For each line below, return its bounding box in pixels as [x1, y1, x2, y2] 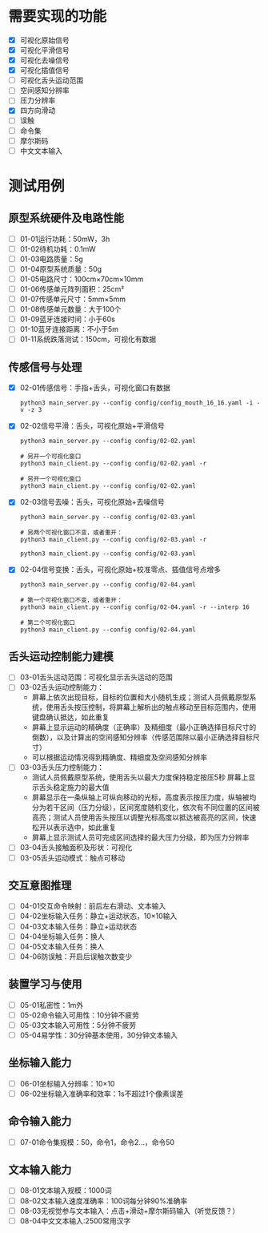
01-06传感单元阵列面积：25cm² [19, 284, 125, 293]
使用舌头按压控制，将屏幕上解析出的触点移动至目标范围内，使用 [46, 703, 257, 712]
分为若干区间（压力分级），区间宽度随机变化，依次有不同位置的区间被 [31, 803, 260, 812]
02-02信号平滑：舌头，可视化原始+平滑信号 [19, 421, 166, 431]
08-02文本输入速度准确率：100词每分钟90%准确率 [19, 1195, 188, 1206]
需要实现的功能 [8, 7, 107, 26]
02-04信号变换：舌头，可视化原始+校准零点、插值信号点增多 [19, 565, 222, 574]
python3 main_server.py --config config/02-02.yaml [19, 437, 196, 445]
